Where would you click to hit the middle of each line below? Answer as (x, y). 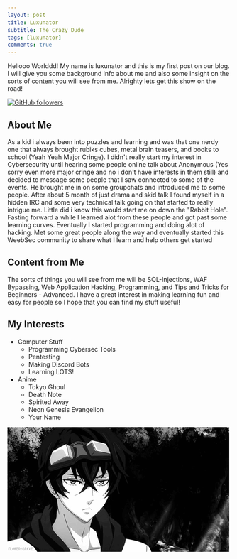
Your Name (45, 417)
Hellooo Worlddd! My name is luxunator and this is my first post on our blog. (118, 66)
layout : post (27, 15)
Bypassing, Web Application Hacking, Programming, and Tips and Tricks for (118, 287)
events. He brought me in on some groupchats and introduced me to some (116, 187)
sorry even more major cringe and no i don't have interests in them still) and (118, 172)
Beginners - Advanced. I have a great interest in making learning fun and (114, 294)
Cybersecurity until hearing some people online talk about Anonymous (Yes (118, 164)
